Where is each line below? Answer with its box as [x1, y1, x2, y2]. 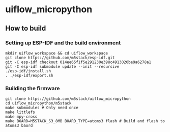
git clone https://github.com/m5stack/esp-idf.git [5, 55, 115, 60]
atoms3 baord [5, 123, 33, 128]
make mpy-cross [5, 114, 38, 119]
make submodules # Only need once [5, 105, 79, 111]
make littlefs [5, 110, 36, 115]
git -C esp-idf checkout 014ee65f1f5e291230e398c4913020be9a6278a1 [5, 60, 152, 65]
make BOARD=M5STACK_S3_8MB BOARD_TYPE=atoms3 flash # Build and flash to [5, 119, 165, 124]
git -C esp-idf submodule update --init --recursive [5, 64, 120, 69]
